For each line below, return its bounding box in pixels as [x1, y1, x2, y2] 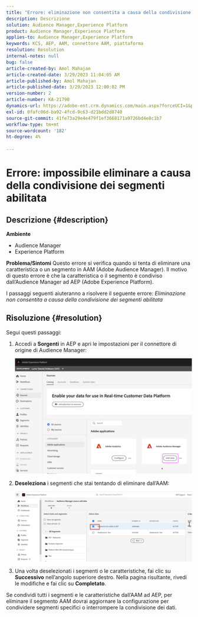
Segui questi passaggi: [6, 329, 62, 336]
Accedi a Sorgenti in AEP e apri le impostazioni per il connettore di [14, 340, 177, 347]
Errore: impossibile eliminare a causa [6, 166, 191, 180]
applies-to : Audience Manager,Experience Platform [6, 34, 133, 41]
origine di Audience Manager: [14, 346, 87, 353]
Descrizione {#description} [6, 215, 109, 225]
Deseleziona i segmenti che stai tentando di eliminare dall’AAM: [14, 480, 170, 487]
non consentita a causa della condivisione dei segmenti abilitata [6, 296, 163, 303]
